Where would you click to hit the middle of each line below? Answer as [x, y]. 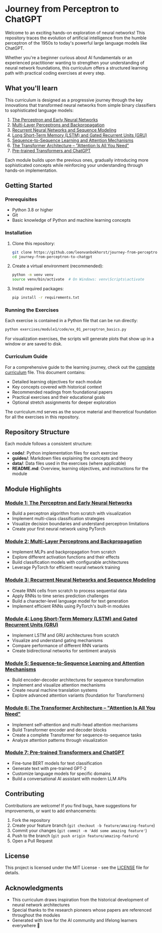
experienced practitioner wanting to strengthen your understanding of [75, 63]
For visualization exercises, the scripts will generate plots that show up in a [80, 339]
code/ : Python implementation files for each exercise [65, 453]
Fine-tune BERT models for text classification [57, 763]
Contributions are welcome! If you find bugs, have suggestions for [71, 805]
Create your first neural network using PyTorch [59, 529]
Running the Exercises [32, 310]
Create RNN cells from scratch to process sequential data [69, 590]
